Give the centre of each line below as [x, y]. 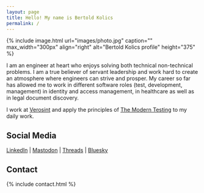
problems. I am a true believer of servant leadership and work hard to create [102, 72]
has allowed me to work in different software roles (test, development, [94, 85]
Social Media [31, 135]
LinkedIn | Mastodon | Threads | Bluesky [57, 150]
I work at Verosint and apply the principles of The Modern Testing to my [97, 110]
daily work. [20, 116]
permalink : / [23, 23]
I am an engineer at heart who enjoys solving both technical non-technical [100, 65]
